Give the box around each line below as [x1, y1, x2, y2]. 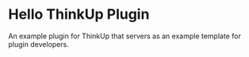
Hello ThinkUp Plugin [8, 5, 150, 23]
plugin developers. [8, 39, 69, 48]
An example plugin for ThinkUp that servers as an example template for [8, 31, 242, 41]
